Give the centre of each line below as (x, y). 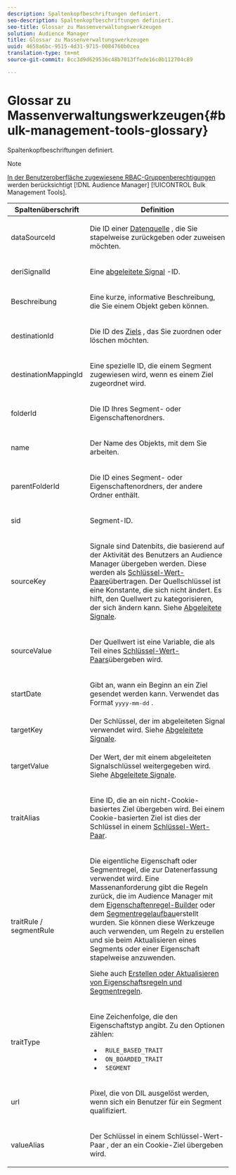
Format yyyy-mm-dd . (122, 702)
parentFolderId (35, 486)
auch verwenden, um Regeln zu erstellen (157, 931)
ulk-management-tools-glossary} (108, 130)
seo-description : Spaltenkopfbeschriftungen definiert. (91, 20)
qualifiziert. (108, 1110)
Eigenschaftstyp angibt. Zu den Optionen (157, 1025)
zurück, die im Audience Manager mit (151, 896)
